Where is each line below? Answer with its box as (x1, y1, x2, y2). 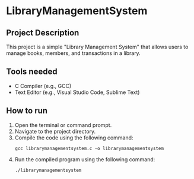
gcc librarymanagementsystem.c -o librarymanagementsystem (14, 145, 164, 151)
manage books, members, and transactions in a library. (6, 50, 141, 57)
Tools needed (6, 67, 58, 77)
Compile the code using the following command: (14, 134, 133, 141)
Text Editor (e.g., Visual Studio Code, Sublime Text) (14, 89, 140, 96)
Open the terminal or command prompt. (14, 121, 112, 128)
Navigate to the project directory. (14, 128, 96, 135)
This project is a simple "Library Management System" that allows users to (6, 43, 189, 50)
